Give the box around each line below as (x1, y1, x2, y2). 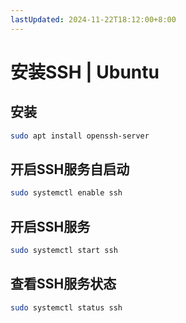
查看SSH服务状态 (10, 276, 117, 293)
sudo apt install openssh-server (10, 131, 150, 141)
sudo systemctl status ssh (10, 302, 123, 313)
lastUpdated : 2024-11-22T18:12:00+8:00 (10, 14, 177, 25)
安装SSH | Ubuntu (10, 61, 160, 83)
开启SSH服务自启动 (10, 161, 130, 178)
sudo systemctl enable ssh (10, 188, 123, 198)
